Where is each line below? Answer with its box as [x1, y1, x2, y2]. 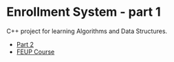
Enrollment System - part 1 [6, 4, 161, 20]
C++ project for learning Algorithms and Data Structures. [6, 27, 168, 35]
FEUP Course [16, 48, 55, 56]
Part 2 [16, 40, 34, 48]
